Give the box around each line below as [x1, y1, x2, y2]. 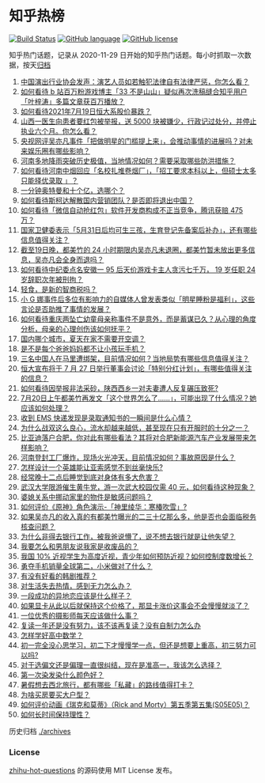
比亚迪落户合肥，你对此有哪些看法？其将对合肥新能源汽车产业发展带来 [20, 433, 250, 442]
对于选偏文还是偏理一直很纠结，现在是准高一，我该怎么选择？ [20, 660, 222, 669]
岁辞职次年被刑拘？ [20, 274, 84, 284]
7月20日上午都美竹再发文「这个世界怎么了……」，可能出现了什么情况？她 [20, 393, 257, 403]
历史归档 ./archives [9, 726, 71, 736]
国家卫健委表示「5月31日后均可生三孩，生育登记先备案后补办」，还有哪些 [20, 225, 258, 234]
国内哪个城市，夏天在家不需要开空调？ [20, 334, 146, 343]
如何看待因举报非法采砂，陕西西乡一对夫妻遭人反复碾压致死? [20, 383, 218, 392]
